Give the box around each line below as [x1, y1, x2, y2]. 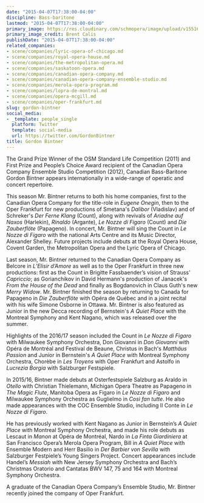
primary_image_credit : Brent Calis [6, 32, 97, 38]
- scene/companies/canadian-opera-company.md [6, 71, 123, 77]
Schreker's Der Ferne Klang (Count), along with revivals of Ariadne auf [6, 212, 184, 219]
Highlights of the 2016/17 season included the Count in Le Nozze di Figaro [6, 331, 192, 339]
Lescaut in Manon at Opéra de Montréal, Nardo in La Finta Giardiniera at [6, 433, 188, 440]
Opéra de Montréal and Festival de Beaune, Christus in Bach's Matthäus [6, 345, 187, 352]
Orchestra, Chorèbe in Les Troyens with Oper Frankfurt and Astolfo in [6, 358, 180, 365]
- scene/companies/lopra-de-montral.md [6, 88, 107, 94]
